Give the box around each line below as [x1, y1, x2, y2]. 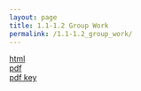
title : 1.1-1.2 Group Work [9, 21, 109, 30]
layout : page [9, 12, 58, 22]
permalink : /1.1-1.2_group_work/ [9, 29, 133, 38]
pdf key [9, 72, 37, 83]
